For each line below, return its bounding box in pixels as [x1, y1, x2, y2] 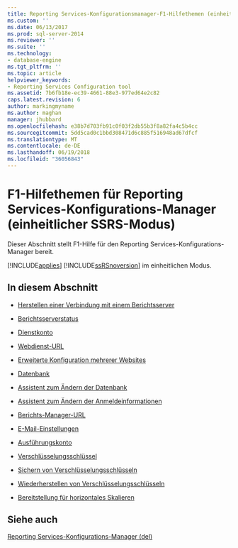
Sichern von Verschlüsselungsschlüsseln [17, 466, 138, 474]
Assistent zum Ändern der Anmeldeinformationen [17, 397, 162, 405]
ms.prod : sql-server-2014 [7, 30, 84, 38]
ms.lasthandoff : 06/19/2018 [7, 149, 91, 156]
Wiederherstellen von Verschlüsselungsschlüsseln [17, 479, 165, 488]
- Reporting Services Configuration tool [7, 83, 132, 90]
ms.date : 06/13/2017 [7, 23, 69, 31]
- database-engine [7, 57, 62, 64]
